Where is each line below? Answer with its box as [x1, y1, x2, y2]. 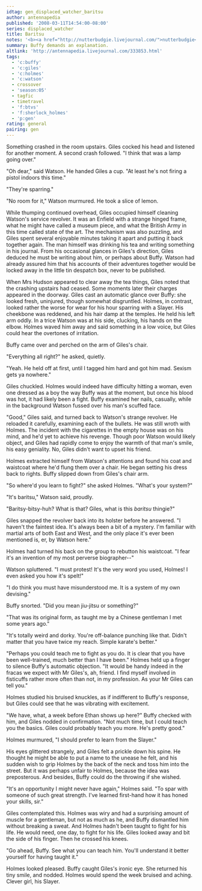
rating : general [6, 121, 47, 127]
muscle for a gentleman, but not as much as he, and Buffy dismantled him [6, 816, 189, 823]
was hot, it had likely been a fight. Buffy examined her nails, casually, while [6, 395, 192, 403]
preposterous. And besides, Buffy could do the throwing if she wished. [6, 773, 182, 781]
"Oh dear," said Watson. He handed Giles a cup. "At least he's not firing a [6, 168, 187, 175]
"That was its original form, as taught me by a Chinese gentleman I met [6, 614, 182, 621]
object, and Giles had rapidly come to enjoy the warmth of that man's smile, [6, 439, 194, 446]
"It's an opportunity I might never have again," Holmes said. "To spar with [6, 785, 188, 792]
